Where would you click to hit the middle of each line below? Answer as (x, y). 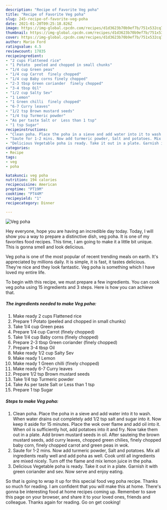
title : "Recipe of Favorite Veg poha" (46, 14)
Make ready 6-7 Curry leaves (43, 369)
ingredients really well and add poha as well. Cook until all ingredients (84, 456)
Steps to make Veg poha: (32, 401)
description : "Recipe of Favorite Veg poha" (52, 10)
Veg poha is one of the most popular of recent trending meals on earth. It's (82, 256)
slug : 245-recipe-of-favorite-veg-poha (47, 19)
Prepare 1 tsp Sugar (33, 390)
